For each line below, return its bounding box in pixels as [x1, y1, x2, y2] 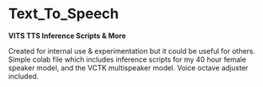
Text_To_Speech [8, 5, 120, 23]
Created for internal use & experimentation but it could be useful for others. [8, 46, 256, 55]
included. [8, 71, 39, 81]
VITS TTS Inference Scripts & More [8, 31, 126, 40]
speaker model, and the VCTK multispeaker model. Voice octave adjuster [8, 62, 249, 72]
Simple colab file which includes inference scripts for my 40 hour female [8, 55, 247, 64]
